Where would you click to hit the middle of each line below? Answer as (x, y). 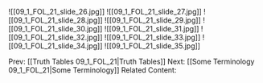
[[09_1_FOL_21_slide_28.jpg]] (55, 20)
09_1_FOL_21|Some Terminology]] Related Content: (92, 70)
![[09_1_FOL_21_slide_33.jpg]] (152, 37)
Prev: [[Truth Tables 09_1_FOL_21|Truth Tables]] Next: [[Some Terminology (131, 61)
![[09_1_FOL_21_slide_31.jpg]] (152, 29)
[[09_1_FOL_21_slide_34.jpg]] (55, 46)
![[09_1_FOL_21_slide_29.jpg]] (152, 20)
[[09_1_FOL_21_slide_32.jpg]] (55, 37)
